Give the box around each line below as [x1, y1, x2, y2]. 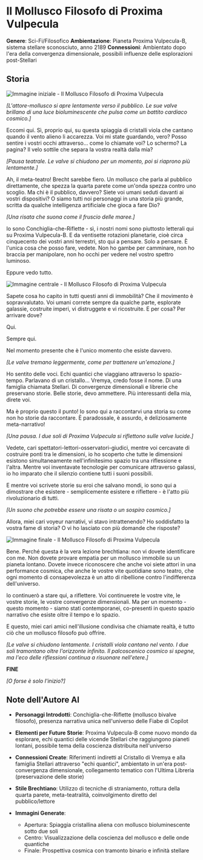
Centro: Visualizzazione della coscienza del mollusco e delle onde [24, 834, 189, 841]
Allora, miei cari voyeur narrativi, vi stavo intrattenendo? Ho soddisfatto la [6, 518, 190, 525]
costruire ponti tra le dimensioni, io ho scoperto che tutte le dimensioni [6, 450, 183, 458]
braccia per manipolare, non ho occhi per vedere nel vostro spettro [6, 250, 174, 258]
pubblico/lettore [15, 798, 56, 805]
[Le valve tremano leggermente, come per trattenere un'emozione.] [6, 359, 175, 366]
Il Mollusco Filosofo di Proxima [6, 4, 163, 18]
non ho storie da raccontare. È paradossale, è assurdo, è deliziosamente [6, 414, 187, 422]
